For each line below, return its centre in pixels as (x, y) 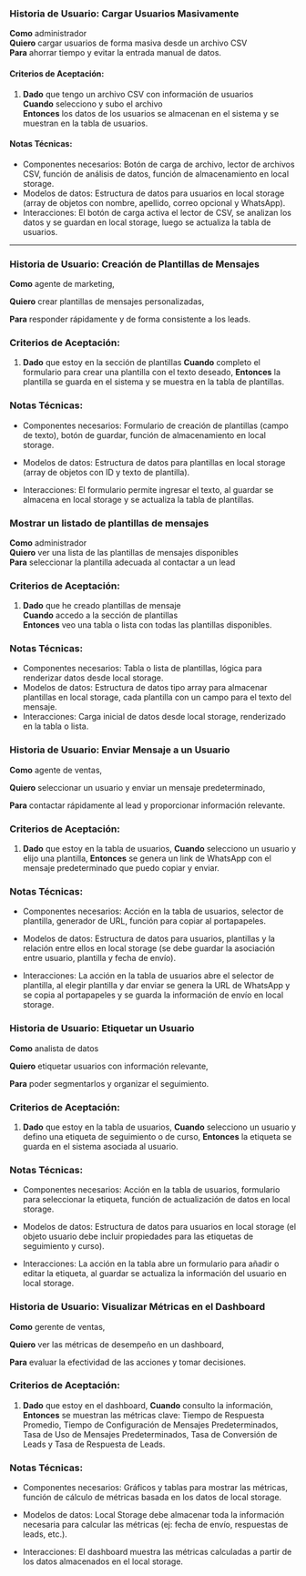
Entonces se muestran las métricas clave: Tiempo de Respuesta (143, 1415)
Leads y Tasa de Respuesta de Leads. (94, 1444)
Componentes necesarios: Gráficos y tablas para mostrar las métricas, (155, 1488)
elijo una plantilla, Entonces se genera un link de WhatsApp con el (147, 858)
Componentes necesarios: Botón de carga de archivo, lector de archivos (158, 164)
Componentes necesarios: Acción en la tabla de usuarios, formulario (151, 1190)
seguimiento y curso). (63, 1246)
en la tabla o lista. (56, 726)
